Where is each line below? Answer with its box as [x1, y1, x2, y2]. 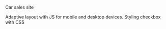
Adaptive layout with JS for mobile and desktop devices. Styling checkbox [5, 14, 161, 19]
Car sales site [5, 4, 34, 10]
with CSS [5, 19, 24, 25]
